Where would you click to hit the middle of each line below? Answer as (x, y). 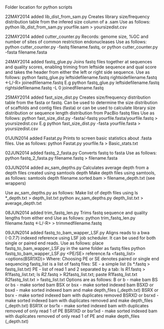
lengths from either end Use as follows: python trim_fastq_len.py (70, 218)
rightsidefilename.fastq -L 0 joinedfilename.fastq (55, 88)
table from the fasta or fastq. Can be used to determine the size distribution (82, 102)
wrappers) (15, 183)
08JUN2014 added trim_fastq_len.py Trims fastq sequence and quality (76, 213)
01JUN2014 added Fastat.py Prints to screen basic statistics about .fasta (79, 138)
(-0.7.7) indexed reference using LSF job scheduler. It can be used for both (81, 238)
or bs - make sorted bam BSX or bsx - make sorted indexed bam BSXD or (79, 285)
